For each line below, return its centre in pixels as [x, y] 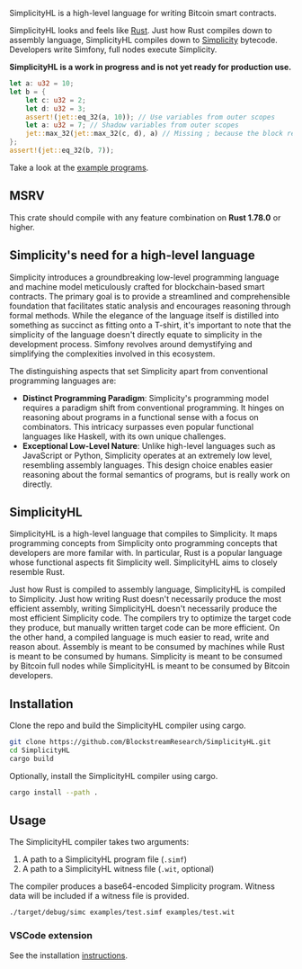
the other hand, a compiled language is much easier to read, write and [139, 637]
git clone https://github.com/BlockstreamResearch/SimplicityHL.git [140, 742]
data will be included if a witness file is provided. [99, 896]
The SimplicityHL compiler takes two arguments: [99, 842]
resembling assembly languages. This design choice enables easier [147, 465]
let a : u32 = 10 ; [42, 84]
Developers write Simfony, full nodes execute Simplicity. [113, 49]
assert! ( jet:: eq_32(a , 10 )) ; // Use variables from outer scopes [151, 117]
